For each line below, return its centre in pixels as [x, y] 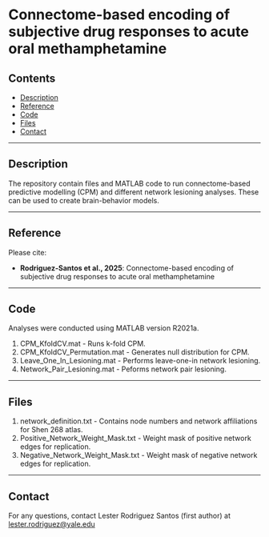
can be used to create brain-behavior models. [84, 200]
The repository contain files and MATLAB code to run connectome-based [129, 183]
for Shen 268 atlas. [51, 430]
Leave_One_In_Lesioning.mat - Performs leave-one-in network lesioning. [140, 361]
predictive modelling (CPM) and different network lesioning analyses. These [134, 192]
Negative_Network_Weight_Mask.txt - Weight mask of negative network [139, 455]
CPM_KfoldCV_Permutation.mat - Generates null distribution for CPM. [134, 352]
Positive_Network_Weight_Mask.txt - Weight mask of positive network [136, 439]
